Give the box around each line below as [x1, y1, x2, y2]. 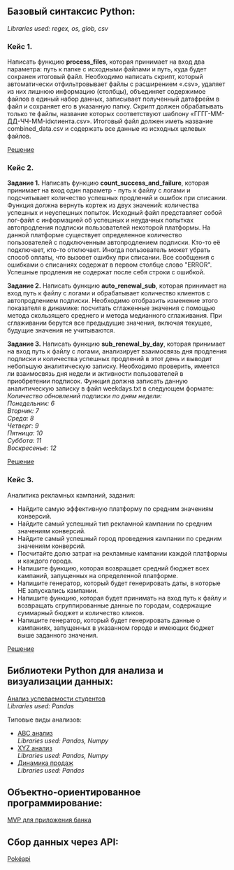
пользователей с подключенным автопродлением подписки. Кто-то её [7, 238, 221, 247]
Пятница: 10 [7, 429, 43, 437]
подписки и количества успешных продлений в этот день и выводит [7, 355, 212, 363]
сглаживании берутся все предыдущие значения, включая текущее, [7, 318, 213, 328]
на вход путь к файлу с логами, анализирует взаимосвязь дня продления [7, 347, 227, 356]
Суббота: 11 [7, 437, 42, 445]
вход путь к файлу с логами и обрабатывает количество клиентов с [7, 289, 211, 297]
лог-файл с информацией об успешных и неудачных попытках [7, 216, 194, 225]
